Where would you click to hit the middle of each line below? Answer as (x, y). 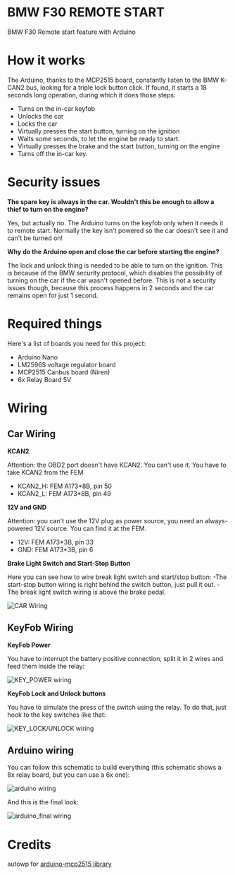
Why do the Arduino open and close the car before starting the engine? (113, 251)
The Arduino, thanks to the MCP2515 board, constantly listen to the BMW (113, 80)
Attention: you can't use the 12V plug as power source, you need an (106, 520)
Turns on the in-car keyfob (56, 108)
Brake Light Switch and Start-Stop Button (69, 563)
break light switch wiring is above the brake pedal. (93, 592)
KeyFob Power (29, 645)
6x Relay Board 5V (44, 379)
